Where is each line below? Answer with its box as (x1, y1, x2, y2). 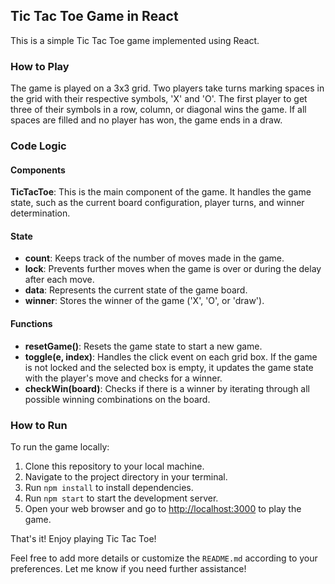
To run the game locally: (10, 440, 110, 453)
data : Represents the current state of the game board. (24, 284, 248, 296)
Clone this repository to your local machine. (24, 460, 205, 472)
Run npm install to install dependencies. (24, 481, 194, 493)
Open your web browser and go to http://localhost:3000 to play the (24, 502, 302, 514)
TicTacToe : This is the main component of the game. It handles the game (10, 186, 312, 198)
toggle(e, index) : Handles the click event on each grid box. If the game (24, 350, 318, 363)
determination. (10, 207, 71, 219)
